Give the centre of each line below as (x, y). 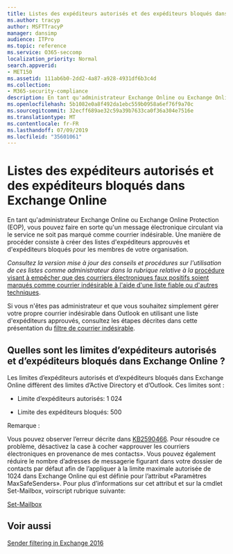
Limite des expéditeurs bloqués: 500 (69, 412)
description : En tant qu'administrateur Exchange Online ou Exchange (110, 98)
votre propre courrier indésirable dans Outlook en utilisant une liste (103, 313)
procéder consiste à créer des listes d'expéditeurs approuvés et (98, 242)
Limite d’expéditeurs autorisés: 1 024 (70, 398)
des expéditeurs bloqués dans (96, 186)
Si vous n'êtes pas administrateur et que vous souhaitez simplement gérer (113, 306)
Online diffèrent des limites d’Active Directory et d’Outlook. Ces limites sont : (116, 385)
